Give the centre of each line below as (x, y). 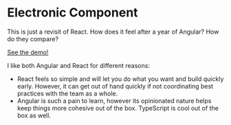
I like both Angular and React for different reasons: (78, 65)
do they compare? (33, 38)
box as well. (34, 115)
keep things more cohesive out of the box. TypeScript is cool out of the (118, 108)
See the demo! (28, 52)
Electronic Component (73, 13)
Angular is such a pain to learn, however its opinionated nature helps (114, 100)
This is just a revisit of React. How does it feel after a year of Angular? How (113, 32)
